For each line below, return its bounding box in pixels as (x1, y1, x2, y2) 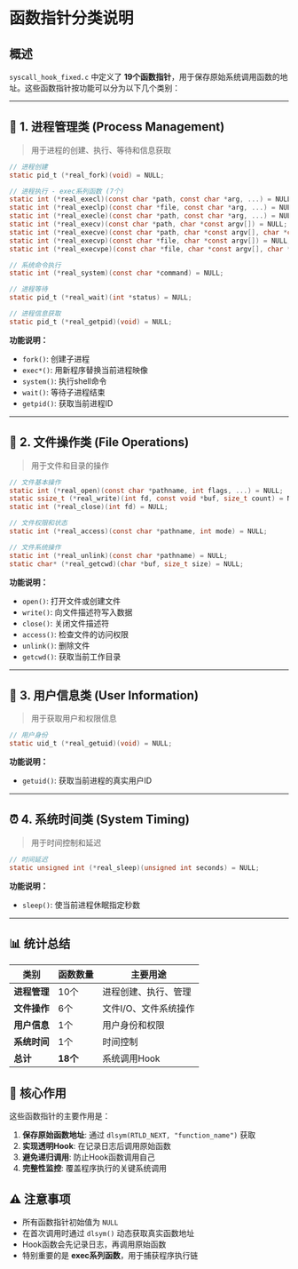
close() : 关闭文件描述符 (21, 618, 109, 628)
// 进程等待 (9, 285, 49, 294)
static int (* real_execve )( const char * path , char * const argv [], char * (9, 227, 288, 236)
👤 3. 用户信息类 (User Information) (9, 688, 200, 703)
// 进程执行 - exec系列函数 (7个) (9, 187, 125, 196)
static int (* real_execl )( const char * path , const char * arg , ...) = (9, 195, 272, 204)
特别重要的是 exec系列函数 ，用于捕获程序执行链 (21, 1250, 199, 1261)
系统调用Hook (102, 1052, 161, 1065)
